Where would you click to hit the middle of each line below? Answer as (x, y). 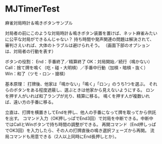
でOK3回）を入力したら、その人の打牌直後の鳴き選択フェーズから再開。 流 (80, 130)
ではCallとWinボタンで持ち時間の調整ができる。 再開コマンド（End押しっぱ (81, 124)
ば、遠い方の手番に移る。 (30, 102)
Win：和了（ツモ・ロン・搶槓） (37, 73)
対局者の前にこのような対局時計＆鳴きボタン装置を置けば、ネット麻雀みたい (81, 33)
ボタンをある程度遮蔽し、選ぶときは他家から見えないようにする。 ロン (84, 90)
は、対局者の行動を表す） (30, 51)
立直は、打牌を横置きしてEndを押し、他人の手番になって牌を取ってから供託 (81, 112)
